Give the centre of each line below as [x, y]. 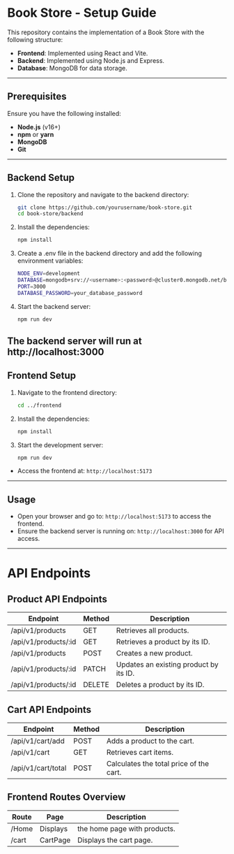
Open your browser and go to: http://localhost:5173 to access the [114, 516]
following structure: [35, 39]
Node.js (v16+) [39, 126]
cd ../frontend [39, 405]
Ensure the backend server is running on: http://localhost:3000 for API [120, 531]
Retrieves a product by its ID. [163, 642]
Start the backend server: [54, 306]
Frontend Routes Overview [67, 797]
